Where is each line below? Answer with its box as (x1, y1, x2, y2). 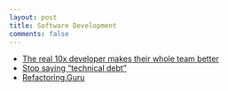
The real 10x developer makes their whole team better (21, 54, 220, 64)
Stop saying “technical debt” (21, 63, 127, 73)
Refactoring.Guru (21, 72, 85, 83)
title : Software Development (9, 21, 117, 30)
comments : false (9, 29, 69, 38)
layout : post (9, 12, 58, 22)
